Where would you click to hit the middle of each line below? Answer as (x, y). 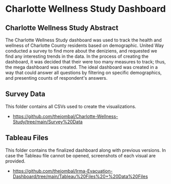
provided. (15, 161)
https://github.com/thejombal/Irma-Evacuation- (63, 171)
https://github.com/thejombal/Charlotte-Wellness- (65, 116)
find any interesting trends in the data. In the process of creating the (77, 56)
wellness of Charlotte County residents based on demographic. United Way (85, 45)
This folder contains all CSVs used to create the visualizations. (71, 106)
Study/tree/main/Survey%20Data (47, 122)
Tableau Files (27, 138)
